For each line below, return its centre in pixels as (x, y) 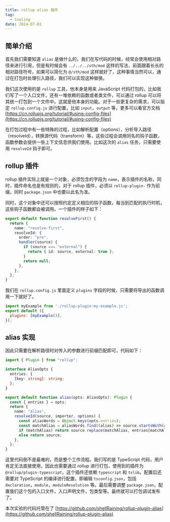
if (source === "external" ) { (55, 247)
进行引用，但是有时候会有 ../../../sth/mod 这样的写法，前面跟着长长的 (89, 65)
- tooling (20, 19)
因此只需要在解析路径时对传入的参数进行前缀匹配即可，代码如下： (74, 351)
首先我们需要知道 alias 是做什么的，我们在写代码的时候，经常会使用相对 (81, 59)
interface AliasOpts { (29, 369)
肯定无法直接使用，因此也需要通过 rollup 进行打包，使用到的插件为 (74, 466)
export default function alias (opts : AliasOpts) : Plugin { (69, 397)
